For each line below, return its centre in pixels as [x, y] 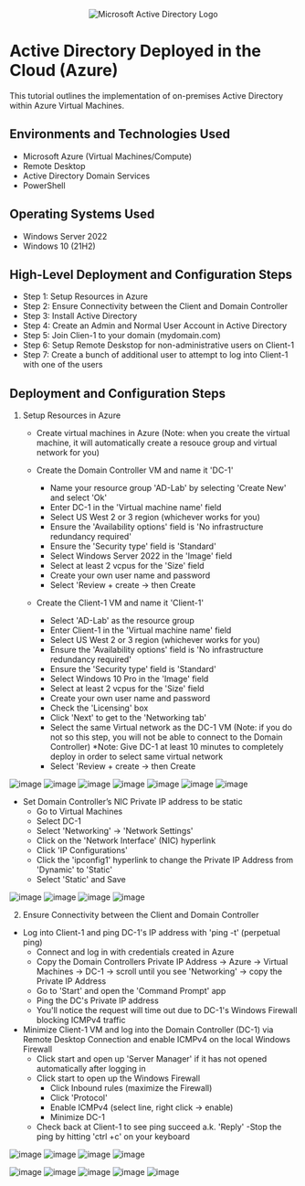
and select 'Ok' [79, 497]
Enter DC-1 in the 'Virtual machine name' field [136, 508]
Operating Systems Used [82, 214]
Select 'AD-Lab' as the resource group [122, 621]
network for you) [68, 453]
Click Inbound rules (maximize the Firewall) [131, 1088]
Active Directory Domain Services [86, 176]
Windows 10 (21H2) [59, 246]
